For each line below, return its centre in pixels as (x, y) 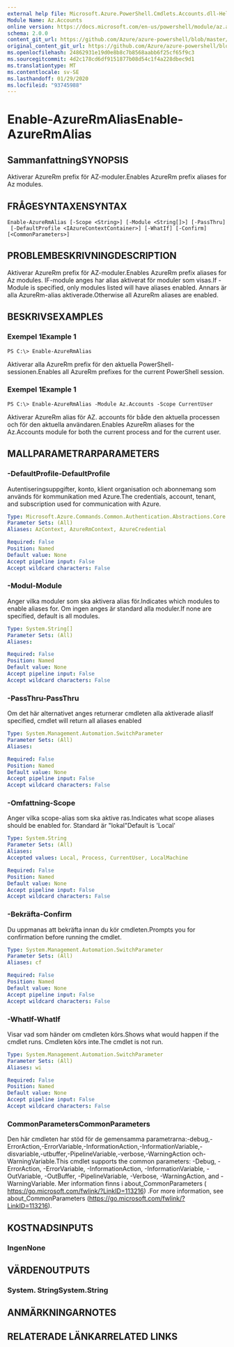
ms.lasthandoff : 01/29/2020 (48, 79)
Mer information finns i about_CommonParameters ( (132, 1184)
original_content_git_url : (46, 46)
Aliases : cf (24, 963)
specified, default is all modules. (54, 616)
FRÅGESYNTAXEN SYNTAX (67, 206)
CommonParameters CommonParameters (79, 1124)
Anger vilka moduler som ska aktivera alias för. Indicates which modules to (114, 601)
